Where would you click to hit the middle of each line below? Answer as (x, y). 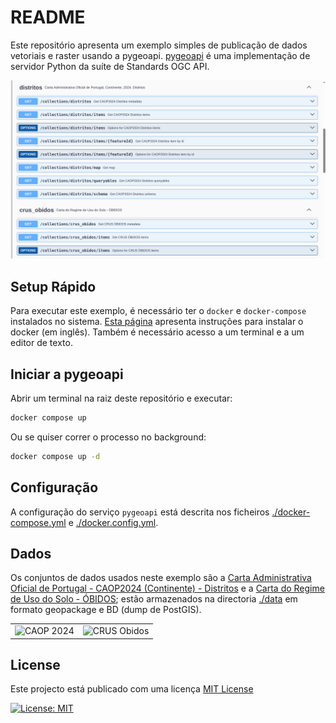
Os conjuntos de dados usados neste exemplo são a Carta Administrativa (161, 578)
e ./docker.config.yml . (113, 522)
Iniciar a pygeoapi (67, 374)
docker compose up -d (55, 456)
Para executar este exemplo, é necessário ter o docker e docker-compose (158, 311)
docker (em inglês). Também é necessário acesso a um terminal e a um (157, 332)
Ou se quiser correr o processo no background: (108, 437)
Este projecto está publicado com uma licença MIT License (132, 689)
